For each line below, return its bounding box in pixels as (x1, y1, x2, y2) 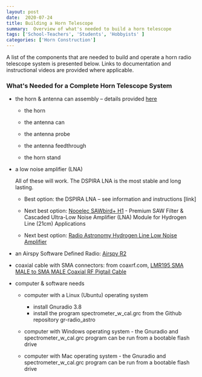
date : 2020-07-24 (6, 15, 53, 21)
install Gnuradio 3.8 (33, 303, 82, 310)
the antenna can (24, 119, 65, 126)
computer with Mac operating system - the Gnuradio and (24, 352, 166, 360)
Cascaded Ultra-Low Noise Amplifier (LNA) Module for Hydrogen (24, 214, 187, 221)
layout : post (6, 8, 39, 15)
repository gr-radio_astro (33, 316, 96, 324)
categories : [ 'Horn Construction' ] (6, 37, 96, 43)
